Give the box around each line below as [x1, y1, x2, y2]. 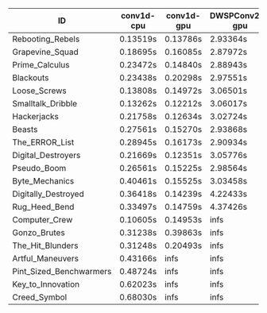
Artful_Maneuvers [12, 253, 79, 264]
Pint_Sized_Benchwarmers [12, 266, 112, 276]
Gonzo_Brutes [12, 227, 65, 238]
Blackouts [12, 72, 49, 83]
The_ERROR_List [12, 137, 75, 148]
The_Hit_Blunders [12, 240, 79, 251]
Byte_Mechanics [12, 176, 75, 186]
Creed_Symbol [12, 292, 68, 303]
